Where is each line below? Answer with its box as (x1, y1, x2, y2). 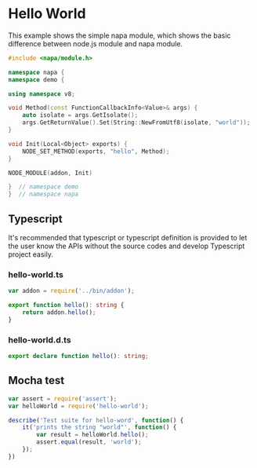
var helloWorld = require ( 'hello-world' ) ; (8, 402, 149, 410)
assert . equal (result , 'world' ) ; (36, 438, 143, 446)
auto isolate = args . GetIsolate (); (22, 112, 139, 119)
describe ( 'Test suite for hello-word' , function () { (8, 416, 184, 424)
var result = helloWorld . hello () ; (36, 431, 149, 439)
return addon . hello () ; (22, 309, 96, 316)
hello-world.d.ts (8, 335, 72, 346)
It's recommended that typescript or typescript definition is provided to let (8, 233, 248, 242)
